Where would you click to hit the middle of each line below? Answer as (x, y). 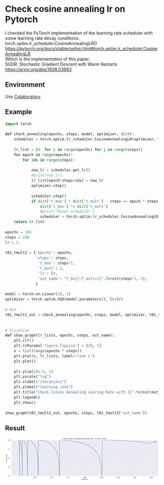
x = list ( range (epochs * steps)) (48, 351)
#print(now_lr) (47, 175)
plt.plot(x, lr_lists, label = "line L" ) (54, 356)
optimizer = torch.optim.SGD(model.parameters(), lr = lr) (64, 300)
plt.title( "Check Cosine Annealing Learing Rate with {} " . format (82, 393)
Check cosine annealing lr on (65, 9)
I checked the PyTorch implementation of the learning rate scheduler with (79, 33)
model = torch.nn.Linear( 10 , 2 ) (38, 294)
